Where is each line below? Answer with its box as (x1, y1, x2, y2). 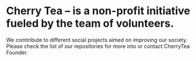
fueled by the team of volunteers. (6, 17, 174, 30)
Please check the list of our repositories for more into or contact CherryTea (6, 43, 190, 50)
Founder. (6, 49, 28, 56)
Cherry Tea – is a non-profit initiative (6, 4, 191, 18)
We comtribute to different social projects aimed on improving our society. (6, 36, 188, 43)
